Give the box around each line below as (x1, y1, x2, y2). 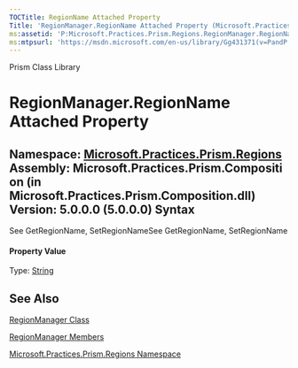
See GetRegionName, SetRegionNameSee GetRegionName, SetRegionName (9, 226, 288, 236)
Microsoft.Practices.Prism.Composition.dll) (9, 188, 256, 203)
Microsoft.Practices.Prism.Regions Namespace (9, 349, 182, 359)
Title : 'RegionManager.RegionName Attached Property (9, 21, 208, 30)
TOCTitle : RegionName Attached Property (9, 12, 161, 22)
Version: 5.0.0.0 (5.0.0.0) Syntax (9, 202, 195, 217)
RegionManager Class (9, 315, 90, 326)
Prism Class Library (9, 62, 81, 73)
